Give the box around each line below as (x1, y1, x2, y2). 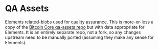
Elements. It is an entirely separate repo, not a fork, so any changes (5, 29, 141, 35)
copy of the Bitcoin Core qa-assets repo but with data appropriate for (5, 24, 145, 30)
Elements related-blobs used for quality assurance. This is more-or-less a (5, 19, 154, 25)
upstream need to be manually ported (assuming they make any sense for (5, 34, 154, 40)
